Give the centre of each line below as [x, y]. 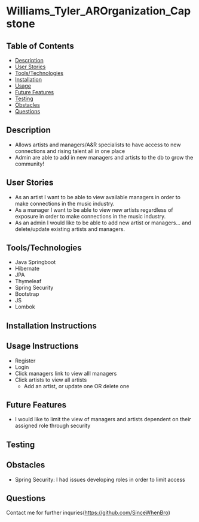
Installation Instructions [52, 325]
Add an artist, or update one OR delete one [76, 386]
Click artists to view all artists [51, 380]
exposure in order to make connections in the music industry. [90, 216]
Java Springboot [35, 262]
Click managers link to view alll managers [66, 373]
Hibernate [27, 269]
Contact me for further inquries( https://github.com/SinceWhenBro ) [88, 513]
